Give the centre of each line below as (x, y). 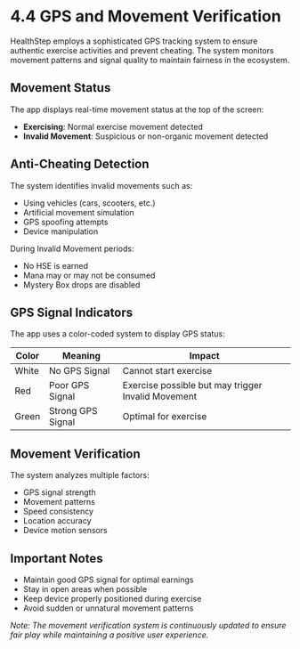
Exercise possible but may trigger (192, 385)
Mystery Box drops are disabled (81, 284)
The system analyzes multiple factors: (80, 475)
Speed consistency (58, 511)
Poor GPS (69, 385)
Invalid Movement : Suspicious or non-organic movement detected (146, 136)
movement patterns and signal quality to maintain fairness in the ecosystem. (150, 60)
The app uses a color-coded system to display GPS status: (118, 334)
